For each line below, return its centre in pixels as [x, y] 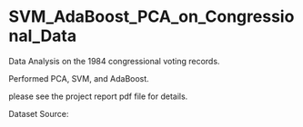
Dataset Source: [39, 113]
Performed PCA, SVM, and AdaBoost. [79, 78]
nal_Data [43, 36]
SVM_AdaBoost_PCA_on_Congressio [151, 17]
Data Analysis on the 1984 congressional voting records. [114, 61]
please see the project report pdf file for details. [98, 96]
